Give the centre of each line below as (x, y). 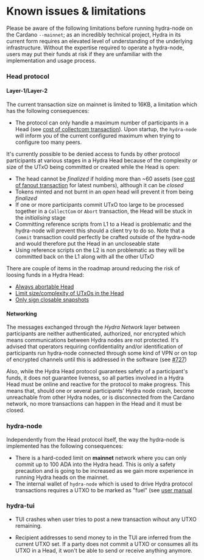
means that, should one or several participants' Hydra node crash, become (100, 391)
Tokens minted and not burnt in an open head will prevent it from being (104, 192)
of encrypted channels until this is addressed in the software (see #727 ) (97, 360)
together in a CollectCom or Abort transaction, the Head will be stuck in (104, 211)
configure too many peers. (48, 142)
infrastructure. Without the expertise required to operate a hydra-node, (95, 48)
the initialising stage (40, 218)
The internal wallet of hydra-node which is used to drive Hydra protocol (104, 484)
